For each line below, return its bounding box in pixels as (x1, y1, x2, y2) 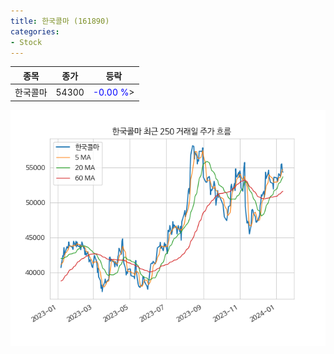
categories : (10, 26, 60, 37)
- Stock (10, 37, 43, 47)
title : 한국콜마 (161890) (10, 16, 110, 26)
